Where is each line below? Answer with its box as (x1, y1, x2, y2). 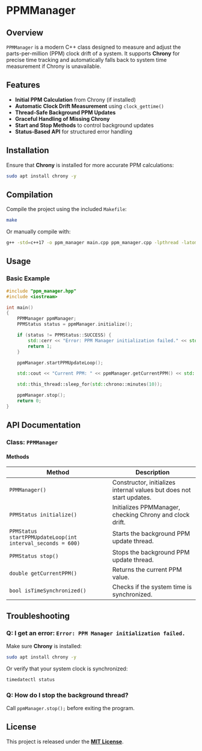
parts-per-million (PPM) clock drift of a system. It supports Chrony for (6, 50, 180, 57)
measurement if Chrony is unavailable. (6, 63, 102, 70)
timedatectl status (6, 676, 55, 682)
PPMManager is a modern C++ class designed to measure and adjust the (6, 43, 182, 51)
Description (135, 468, 170, 477)
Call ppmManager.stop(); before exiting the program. (6, 705, 135, 711)
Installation (6, 146, 49, 156)
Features (6, 80, 40, 90)
